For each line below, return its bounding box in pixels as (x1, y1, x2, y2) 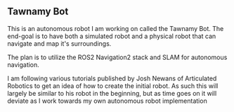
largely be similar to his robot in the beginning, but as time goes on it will (7, 89, 217, 97)
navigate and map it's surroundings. (7, 39, 112, 48)
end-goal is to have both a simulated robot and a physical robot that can (7, 32, 216, 40)
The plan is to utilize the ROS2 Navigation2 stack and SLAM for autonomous (7, 53, 228, 61)
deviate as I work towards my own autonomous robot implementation (7, 97, 207, 105)
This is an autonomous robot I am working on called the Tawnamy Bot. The (7, 24, 224, 32)
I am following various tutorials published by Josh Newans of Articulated (7, 74, 217, 82)
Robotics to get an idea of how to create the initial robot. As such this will (7, 81, 219, 90)
